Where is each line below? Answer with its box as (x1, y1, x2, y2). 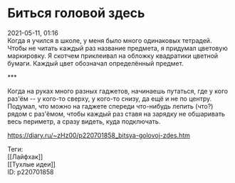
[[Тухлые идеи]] (7, 159, 56, 169)
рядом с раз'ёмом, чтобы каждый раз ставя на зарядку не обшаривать (7, 109, 226, 118)
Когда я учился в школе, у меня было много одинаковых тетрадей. (7, 36, 212, 44)
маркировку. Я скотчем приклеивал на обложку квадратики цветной (7, 51, 219, 60)
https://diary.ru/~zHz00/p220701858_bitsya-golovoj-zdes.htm (7, 131, 191, 139)
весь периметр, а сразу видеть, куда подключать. (7, 117, 161, 126)
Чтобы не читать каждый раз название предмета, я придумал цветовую (7, 44, 228, 52)
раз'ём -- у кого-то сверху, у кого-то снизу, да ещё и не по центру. (7, 94, 212, 103)
